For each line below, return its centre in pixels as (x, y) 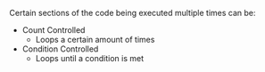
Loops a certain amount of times (95, 40)
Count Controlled (54, 30)
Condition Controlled (60, 49)
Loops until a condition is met (90, 58)
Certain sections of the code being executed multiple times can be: (132, 13)
